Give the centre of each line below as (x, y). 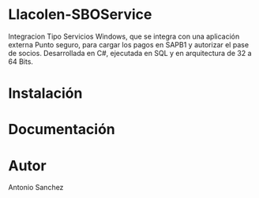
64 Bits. (21, 62)
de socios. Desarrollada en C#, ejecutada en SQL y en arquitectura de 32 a (130, 53)
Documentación (62, 130)
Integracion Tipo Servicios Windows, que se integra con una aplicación (124, 36)
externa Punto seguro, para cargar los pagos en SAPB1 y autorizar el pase (129, 44)
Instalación (45, 93)
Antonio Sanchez (36, 188)
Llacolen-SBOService (80, 15)
